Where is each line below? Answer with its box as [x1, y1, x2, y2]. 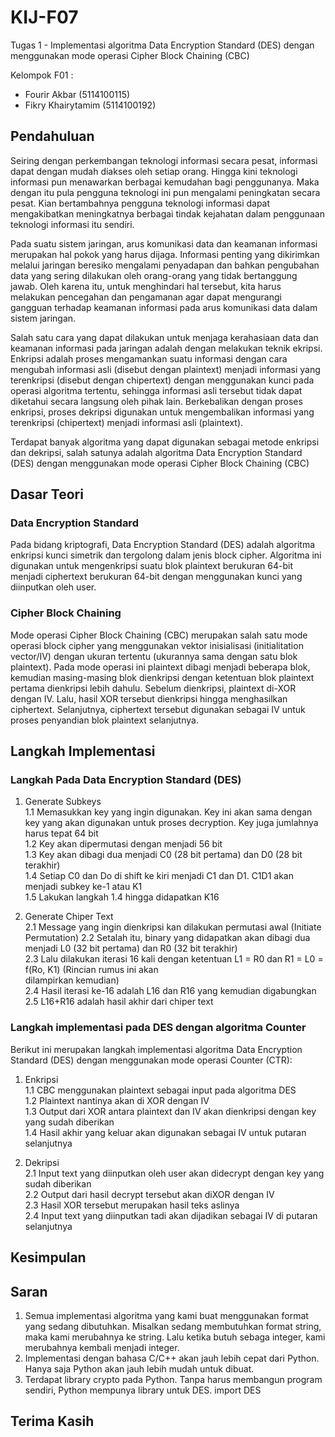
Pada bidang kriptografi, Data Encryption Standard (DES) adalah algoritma [10, 539, 316, 551]
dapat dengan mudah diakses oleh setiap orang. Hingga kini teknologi [10, 165, 298, 177]
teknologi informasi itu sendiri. [10, 218, 135, 230]
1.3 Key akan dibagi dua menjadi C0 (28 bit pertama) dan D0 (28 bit [24, 849, 303, 861]
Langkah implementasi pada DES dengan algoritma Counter [10, 1021, 307, 1035]
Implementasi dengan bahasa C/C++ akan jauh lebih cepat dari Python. [24, 1352, 320, 1364]
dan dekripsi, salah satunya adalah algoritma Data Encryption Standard [10, 446, 303, 458]
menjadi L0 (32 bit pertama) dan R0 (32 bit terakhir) [24, 942, 238, 955]
